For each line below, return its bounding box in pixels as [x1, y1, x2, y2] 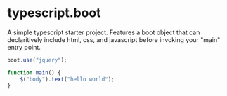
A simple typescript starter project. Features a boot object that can [7, 28, 200, 36]
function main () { [7, 69, 61, 76]
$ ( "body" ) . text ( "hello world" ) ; [20, 76, 115, 83]
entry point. [7, 43, 41, 51]
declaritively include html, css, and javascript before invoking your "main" [7, 35, 221, 43]
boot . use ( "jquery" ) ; [7, 56, 68, 64]
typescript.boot [7, 5, 101, 21]
